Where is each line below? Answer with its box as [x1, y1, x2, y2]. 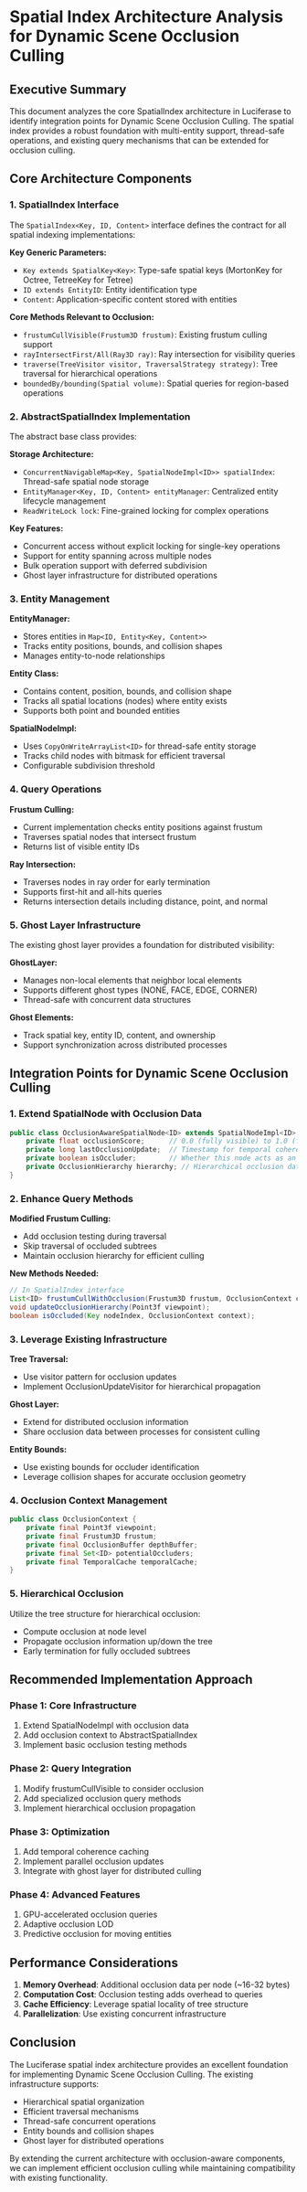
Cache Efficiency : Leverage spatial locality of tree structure [22, 1999, 249, 2010]
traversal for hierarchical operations [22, 367, 158, 378]
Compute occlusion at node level [22, 1625, 147, 1637]
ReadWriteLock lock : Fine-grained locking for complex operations [22, 505, 270, 516]
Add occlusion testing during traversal [22, 1231, 167, 1242]
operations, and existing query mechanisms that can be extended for [9, 135, 270, 145]
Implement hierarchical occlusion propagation [22, 1803, 196, 1814]
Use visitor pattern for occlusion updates [22, 1371, 177, 1382]
